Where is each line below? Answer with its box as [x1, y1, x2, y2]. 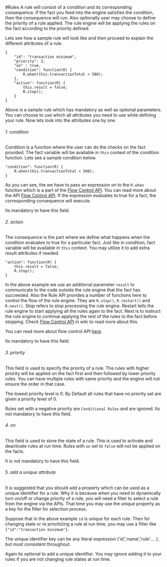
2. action [5, 219, 23, 225]
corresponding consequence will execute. [5, 198, 91, 204]
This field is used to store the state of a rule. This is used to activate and [5, 437, 153, 443]
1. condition [5, 129, 29, 135]
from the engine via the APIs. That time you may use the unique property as [5, 501, 161, 507]
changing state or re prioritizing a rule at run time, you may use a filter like [5, 521, 157, 527]
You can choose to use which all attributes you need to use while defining [5, 112, 157, 118]
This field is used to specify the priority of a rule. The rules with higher [5, 365, 150, 371]
